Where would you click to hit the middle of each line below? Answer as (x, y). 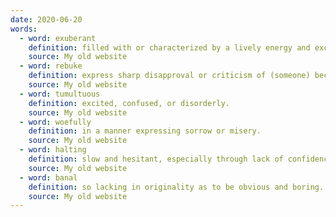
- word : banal (48, 177)
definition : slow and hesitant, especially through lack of (156, 159)
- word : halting (53, 150)
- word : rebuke (51, 66)
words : (24, 29)
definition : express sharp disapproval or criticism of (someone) (169, 76)
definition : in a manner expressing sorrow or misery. (145, 131)
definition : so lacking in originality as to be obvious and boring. (176, 187)
